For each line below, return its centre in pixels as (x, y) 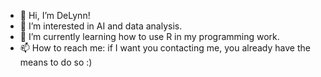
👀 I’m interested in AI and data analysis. (101, 26)
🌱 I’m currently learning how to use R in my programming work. (149, 36)
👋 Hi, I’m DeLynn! (55, 15)
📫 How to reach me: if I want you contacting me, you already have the (165, 48)
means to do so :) (56, 62)
